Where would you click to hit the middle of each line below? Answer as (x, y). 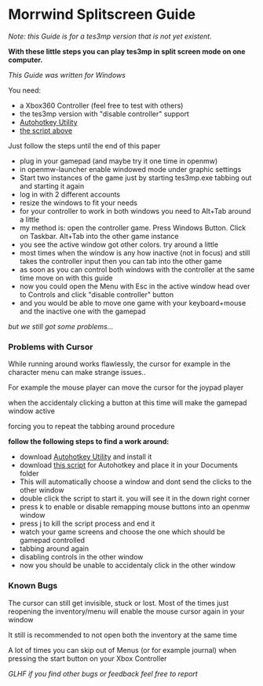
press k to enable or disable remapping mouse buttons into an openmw (135, 507)
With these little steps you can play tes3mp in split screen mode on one (127, 51)
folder (29, 474)
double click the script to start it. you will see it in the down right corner (135, 499)
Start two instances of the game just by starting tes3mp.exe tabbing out (135, 178)
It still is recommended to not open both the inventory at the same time (123, 635)
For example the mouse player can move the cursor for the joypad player (126, 387)
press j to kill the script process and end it (87, 523)
